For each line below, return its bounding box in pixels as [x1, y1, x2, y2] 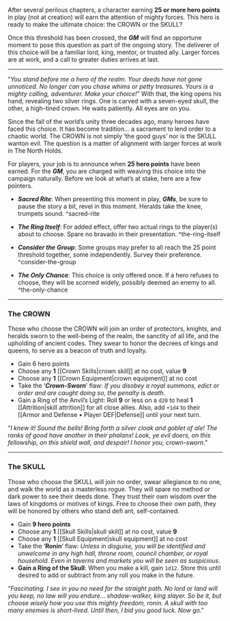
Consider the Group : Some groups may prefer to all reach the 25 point [17, 243, 216, 251]
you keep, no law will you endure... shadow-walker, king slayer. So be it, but [8, 592, 222, 600]
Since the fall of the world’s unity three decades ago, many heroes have [8, 118, 210, 125]
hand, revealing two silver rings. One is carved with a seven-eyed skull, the [8, 97, 219, 105]
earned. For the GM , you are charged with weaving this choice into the [8, 167, 207, 175]
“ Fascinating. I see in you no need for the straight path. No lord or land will [8, 584, 218, 592]
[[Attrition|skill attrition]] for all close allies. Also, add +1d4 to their [17, 403, 201, 411]
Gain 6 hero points [17, 359, 70, 368]
